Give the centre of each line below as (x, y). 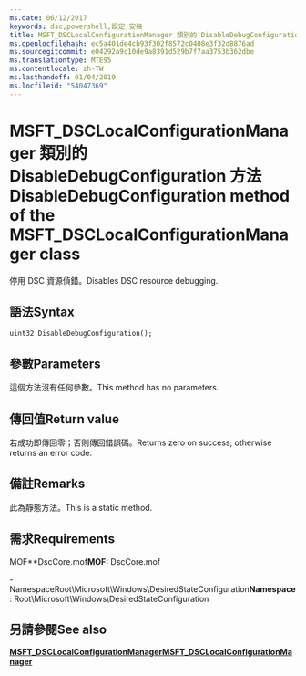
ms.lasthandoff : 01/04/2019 (63, 78)
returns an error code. (51, 453)
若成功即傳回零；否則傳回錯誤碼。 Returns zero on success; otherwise (141, 442)
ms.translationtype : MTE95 (61, 60)
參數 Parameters (55, 364)
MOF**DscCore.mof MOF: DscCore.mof (85, 561)
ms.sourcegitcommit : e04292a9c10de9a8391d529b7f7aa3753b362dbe (132, 52)
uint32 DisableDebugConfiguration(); (81, 334)
